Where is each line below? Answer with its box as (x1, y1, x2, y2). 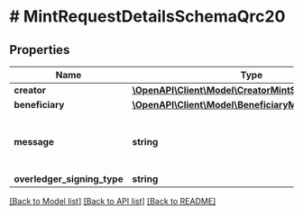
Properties (9, 42, 70, 58)
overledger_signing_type (14, 173, 124, 185)
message (14, 136, 54, 148)
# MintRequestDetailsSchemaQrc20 (9, 6, 286, 27)
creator (14, 84, 47, 96)
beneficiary (14, 99, 65, 111)
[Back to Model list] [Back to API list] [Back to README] (9, 196, 216, 206)
